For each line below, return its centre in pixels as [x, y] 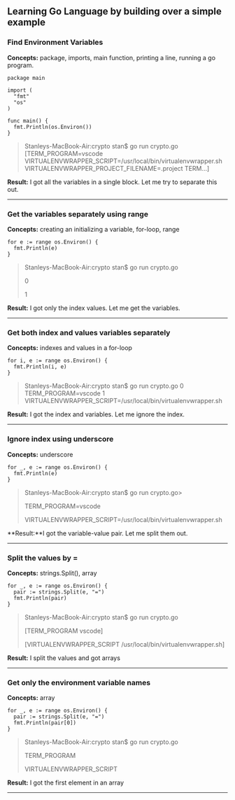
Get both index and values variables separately [89, 332]
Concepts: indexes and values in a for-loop [70, 348]
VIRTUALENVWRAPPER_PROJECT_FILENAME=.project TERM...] [117, 168]
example [27, 23]
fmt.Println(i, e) [41, 367]
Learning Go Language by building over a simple [114, 12]
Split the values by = [43, 558]
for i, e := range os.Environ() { [58, 361]
